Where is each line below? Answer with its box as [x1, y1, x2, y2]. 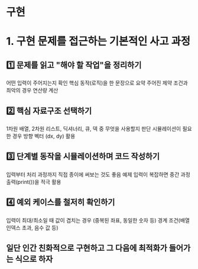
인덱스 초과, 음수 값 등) [6, 224, 59, 231]
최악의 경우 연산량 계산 [6, 87, 59, 94]
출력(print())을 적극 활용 [6, 178, 61, 185]
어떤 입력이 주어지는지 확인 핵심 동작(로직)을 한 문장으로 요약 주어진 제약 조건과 [6, 79, 188, 86]
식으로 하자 [15, 254, 53, 264]
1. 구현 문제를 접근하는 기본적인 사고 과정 [6, 35, 191, 48]
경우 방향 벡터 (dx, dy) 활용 [12, 132, 76, 140]
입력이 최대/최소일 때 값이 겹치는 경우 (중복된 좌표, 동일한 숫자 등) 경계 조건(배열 [6, 216, 190, 223]
